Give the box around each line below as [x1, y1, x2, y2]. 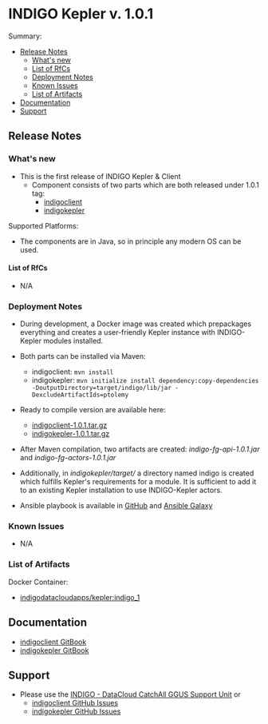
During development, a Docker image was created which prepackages [19, 319, 252, 328]
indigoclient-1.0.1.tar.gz [31, 420, 108, 430]
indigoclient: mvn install [31, 367, 114, 376]
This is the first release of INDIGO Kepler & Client [19, 171, 181, 181]
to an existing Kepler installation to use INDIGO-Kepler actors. [19, 485, 223, 495]
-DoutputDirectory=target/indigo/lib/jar [31, 384, 171, 392]
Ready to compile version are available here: [19, 405, 166, 415]
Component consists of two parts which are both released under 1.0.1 [31, 180, 259, 189]
